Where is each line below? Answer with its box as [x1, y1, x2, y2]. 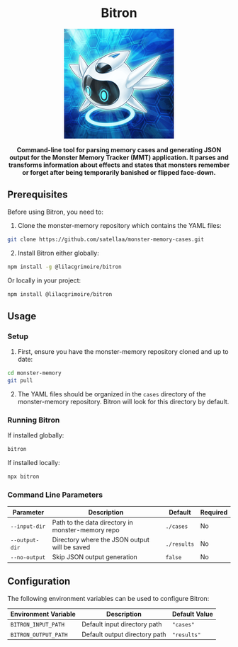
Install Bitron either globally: [17, 248, 99, 257]
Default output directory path [81, 630, 166, 639]
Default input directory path [81, 620, 162, 629]
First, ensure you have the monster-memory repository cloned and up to [17, 348, 229, 356]
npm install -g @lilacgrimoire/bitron [7, 263, 122, 270]
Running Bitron [7, 415, 60, 425]
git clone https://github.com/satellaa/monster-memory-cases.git [7, 236, 204, 243]
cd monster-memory [7, 370, 62, 377]
